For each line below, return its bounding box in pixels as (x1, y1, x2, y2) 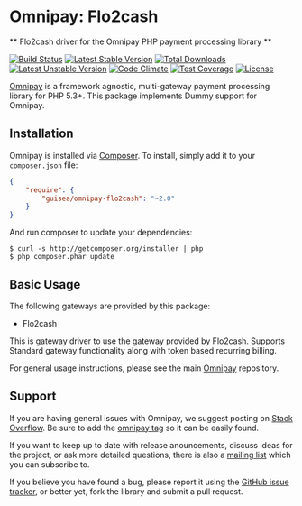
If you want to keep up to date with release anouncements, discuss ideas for (9, 439, 293, 450)
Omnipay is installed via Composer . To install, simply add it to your (9, 150, 256, 161)
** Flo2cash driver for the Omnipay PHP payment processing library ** (9, 36, 272, 47)
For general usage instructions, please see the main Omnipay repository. (9, 363, 279, 373)
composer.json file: (9, 160, 78, 170)
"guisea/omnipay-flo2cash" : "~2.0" (41, 194, 176, 203)
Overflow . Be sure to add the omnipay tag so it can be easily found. (9, 422, 260, 433)
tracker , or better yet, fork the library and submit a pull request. (9, 485, 243, 497)
